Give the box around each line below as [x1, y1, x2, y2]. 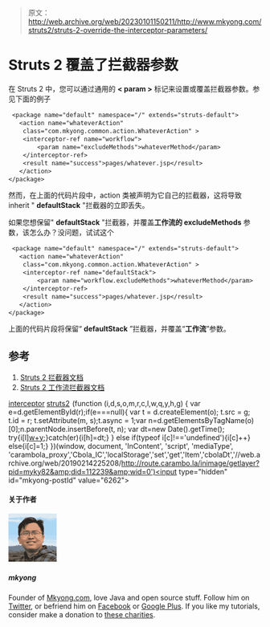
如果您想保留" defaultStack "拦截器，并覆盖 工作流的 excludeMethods [8, 217, 242, 227]
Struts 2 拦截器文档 [19, 373, 84, 382]
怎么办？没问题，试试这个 [29, 227, 114, 237]
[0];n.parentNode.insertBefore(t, [8, 424, 116, 434]
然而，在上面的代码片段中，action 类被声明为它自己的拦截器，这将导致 [8, 190, 243, 200]
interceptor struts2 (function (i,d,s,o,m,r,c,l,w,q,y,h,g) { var [8, 398, 201, 408]
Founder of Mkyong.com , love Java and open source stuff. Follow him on [8, 592, 250, 602]
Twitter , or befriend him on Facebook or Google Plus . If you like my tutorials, [8, 601, 260, 611]
